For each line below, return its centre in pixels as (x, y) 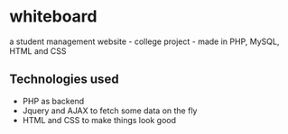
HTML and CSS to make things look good (99, 120)
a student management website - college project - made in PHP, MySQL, (144, 41)
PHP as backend (53, 101)
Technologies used (64, 80)
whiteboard (53, 17)
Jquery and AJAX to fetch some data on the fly (110, 111)
